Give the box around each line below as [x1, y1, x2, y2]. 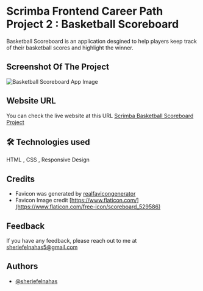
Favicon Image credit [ [15, 197, 72, 204]
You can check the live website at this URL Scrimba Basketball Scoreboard [6, 112, 194, 119]
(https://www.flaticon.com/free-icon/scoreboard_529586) [15, 203, 161, 210]
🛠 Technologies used [6, 136, 90, 147]
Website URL [6, 96, 56, 106]
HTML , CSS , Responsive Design [6, 156, 90, 163]
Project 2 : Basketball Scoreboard [6, 17, 179, 31]
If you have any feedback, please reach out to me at [6, 237, 137, 244]
